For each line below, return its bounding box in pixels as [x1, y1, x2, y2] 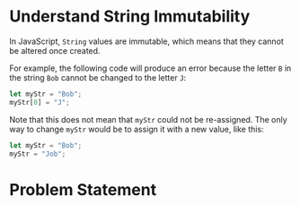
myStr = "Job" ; [9, 149, 66, 158]
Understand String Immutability [9, 6, 251, 27]
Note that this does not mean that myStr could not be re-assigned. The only [9, 114, 287, 124]
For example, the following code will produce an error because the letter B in [9, 63, 292, 73]
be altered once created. [9, 45, 101, 56]
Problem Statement [9, 179, 157, 200]
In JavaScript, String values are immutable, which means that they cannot [9, 36, 285, 47]
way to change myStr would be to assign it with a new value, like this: [9, 124, 264, 134]
